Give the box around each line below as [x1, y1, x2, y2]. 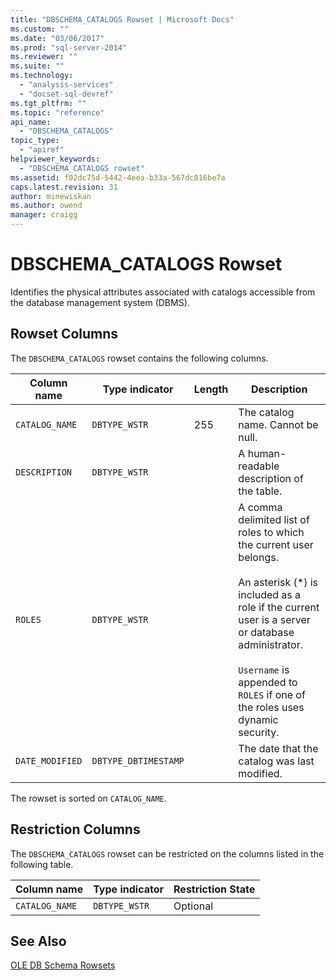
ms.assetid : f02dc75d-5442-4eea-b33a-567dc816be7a [10, 172, 226, 183]
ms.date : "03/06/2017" [10, 33, 105, 43]
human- [247, 446, 287, 460]
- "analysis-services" [19, 80, 114, 90]
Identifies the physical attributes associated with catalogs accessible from [10, 286, 316, 298]
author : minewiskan [10, 191, 92, 201]
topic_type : [10, 136, 60, 146]
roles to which [238, 525, 305, 539]
